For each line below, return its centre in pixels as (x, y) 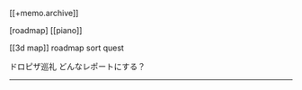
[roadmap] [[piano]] (46, 30)
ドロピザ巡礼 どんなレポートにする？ (78, 66)
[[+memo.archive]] (44, 13)
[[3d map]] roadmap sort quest (67, 48)
